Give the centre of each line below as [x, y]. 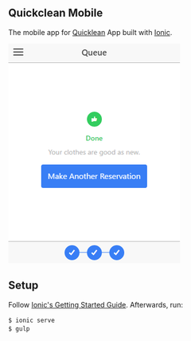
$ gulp [19, 329]
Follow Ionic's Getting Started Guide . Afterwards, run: [95, 304]
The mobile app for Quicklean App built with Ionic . [90, 32]
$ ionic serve [32, 320]
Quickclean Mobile [56, 13]
